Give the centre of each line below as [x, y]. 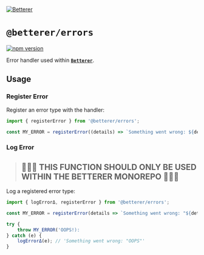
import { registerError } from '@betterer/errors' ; [73, 121]
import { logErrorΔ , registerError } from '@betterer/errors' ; [88, 202]
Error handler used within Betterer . [50, 60]
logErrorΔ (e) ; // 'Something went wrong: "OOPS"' [81, 241]
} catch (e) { [24, 236]
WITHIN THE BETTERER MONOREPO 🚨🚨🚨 [100, 176]
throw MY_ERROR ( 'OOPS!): [49, 230]
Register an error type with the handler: [56, 110]
